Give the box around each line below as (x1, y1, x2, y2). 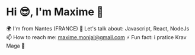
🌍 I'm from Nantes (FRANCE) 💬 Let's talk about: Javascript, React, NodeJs (6, 25, 190, 32)
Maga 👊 (6, 42, 25, 49)
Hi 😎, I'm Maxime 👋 (6, 5, 104, 19)
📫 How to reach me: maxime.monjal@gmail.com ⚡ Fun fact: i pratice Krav (6, 33, 187, 40)
